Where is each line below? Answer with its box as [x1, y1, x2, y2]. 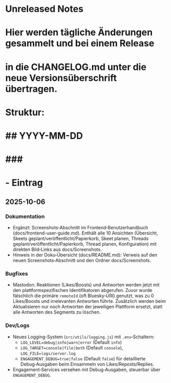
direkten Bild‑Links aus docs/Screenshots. [12, 246, 102, 252]
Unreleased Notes [5, 3, 83, 15]
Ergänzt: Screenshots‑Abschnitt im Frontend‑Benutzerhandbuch [12, 225, 148, 230]
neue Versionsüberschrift [5, 72, 117, 84]
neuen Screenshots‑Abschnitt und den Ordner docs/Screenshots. [12, 258, 151, 263]
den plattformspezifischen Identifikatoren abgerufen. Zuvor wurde [12, 287, 153, 294]
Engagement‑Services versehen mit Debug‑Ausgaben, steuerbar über [12, 366, 161, 373]
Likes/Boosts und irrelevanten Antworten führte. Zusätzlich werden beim [12, 298, 166, 304]
